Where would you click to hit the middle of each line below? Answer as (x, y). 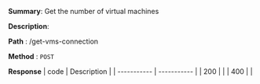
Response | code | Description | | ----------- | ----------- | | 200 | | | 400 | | (130, 72)
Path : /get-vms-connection (53, 41)
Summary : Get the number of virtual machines (84, 11)
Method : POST (31, 56)
